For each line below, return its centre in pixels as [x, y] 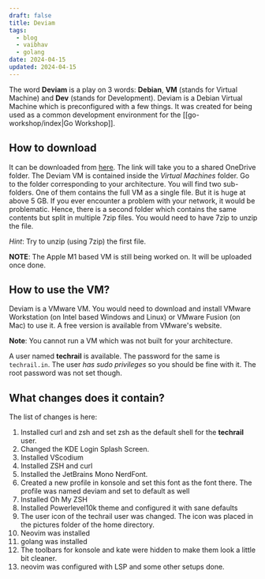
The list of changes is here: [53, 417]
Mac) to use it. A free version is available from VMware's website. [116, 326]
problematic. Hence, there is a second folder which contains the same [123, 209]
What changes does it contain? [87, 397]
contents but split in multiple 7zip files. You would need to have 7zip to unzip [133, 218]
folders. [21, 192]
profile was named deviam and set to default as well [105, 491]
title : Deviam [32, 23]
